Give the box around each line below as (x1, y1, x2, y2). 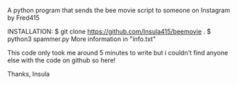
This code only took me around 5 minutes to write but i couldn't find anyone (7, 49, 229, 57)
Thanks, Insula (7, 70, 50, 78)
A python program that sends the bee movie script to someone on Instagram (7, 6, 231, 14)
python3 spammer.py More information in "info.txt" (7, 35, 156, 43)
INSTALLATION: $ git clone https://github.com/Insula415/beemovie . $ (7, 28, 211, 35)
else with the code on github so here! (7, 56, 116, 64)
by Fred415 (7, 13, 40, 22)
